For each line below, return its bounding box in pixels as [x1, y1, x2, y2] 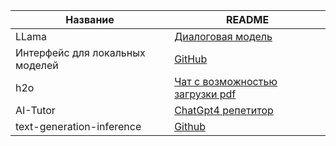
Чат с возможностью [174, 75, 278, 88]
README [225, 13, 270, 26]
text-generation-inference [15, 120, 142, 133]
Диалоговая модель [174, 30, 273, 43]
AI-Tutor [15, 104, 56, 117]
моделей [15, 59, 59, 72]
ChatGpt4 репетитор [174, 104, 274, 117]
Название [65, 13, 115, 26]
